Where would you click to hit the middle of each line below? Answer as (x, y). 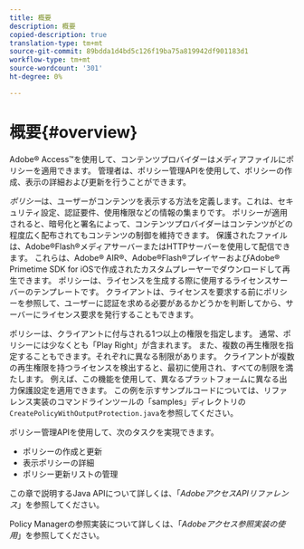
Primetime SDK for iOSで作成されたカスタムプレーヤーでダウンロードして (146, 269)
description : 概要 (43, 26)
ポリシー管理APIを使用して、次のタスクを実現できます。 (114, 432)
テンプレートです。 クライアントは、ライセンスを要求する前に (148, 292)
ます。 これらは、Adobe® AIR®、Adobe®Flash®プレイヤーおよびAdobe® (145, 257)
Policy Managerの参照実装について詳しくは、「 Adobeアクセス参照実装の (143, 524)
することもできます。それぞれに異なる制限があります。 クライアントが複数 (156, 356)
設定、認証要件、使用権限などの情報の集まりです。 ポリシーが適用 (164, 212)
